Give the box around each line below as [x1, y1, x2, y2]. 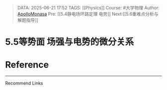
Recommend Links [5, 80, 43, 86]
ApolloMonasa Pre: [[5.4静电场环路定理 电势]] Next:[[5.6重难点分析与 [17, 11, 159, 17]
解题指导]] [17, 17, 39, 23]
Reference [5, 59, 49, 71]
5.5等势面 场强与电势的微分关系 [5, 37, 134, 47]
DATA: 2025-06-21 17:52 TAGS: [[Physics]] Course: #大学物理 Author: [17, 5, 160, 10]
